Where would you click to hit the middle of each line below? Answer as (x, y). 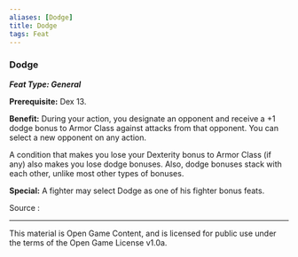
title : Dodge (33, 26)
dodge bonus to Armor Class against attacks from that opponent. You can (144, 128)
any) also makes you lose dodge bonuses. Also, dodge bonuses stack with (145, 164)
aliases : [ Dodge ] (41, 17)
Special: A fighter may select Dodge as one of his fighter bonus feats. (137, 191)
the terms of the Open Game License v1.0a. (88, 242)
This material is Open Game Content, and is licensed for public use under (143, 233)
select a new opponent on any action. (78, 137)
